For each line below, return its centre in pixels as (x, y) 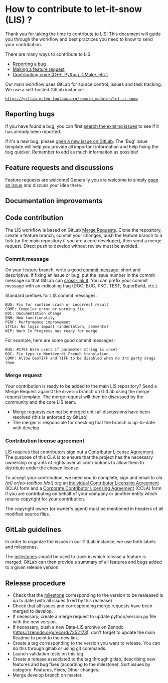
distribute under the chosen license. (42, 468)
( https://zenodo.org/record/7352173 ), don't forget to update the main (84, 632)
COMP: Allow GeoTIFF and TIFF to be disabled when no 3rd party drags (80, 359)
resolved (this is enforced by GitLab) (50, 417)
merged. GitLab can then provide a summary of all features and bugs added (83, 562)
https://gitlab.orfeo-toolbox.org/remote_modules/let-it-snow (71, 99)
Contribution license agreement (45, 441)
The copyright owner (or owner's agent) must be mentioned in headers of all (84, 508)
